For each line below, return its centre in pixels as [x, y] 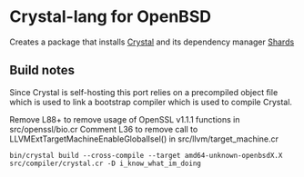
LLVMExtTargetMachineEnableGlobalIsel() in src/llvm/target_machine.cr [144, 139]
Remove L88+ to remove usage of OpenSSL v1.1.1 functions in [125, 119]
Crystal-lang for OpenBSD [111, 17]
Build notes [42, 70]
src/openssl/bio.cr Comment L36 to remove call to [104, 129]
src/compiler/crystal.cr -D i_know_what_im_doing [106, 163]
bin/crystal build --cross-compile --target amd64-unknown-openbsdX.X [146, 155]
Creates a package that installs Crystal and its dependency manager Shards [152, 42]
